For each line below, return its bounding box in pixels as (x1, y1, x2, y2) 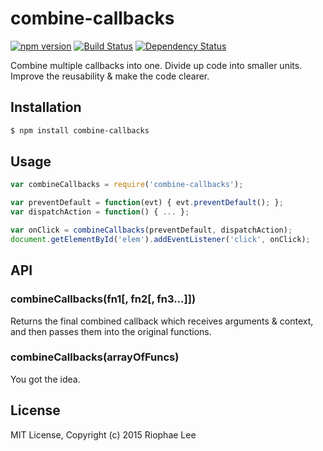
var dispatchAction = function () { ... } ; (10, 207, 190, 217)
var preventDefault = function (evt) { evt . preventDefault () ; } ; (10, 198, 284, 208)
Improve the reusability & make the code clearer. (10, 70, 210, 82)
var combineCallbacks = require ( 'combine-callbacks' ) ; (10, 180, 244, 190)
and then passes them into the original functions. (10, 325, 212, 337)
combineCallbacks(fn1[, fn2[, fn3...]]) (10, 292, 197, 306)
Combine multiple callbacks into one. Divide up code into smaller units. (10, 59, 303, 71)
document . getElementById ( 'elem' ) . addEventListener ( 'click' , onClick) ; (10, 234, 311, 244)
